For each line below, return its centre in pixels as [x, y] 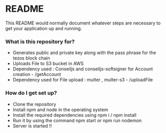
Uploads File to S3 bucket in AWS [48, 64]
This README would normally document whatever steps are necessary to [83, 23]
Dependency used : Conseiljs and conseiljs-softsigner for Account [83, 69]
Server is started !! [32, 126]
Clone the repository [34, 104]
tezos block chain [31, 58]
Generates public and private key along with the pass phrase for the [84, 53]
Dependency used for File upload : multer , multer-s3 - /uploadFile [83, 80]
